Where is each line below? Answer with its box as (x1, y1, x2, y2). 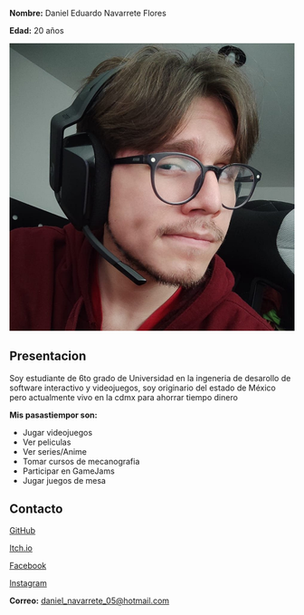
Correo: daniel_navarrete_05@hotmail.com (9, 595, 170, 606)
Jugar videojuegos (22, 427, 93, 437)
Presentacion (9, 349, 87, 364)
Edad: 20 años (9, 25, 65, 35)
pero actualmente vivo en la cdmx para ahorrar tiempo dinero (9, 391, 238, 402)
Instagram (9, 578, 47, 589)
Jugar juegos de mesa (22, 475, 107, 485)
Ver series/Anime (22, 446, 88, 456)
